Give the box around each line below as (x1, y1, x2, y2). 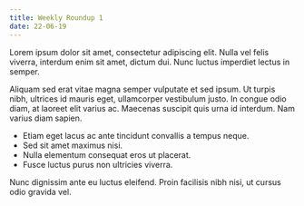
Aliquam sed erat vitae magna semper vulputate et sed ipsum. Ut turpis (9, 83, 276, 94)
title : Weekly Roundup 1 (9, 13, 103, 23)
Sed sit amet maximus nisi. (22, 140, 123, 151)
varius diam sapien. (9, 113, 83, 123)
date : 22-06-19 (9, 22, 67, 31)
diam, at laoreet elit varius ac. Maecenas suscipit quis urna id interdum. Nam (9, 103, 295, 113)
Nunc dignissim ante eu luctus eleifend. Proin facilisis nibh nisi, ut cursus (9, 176, 281, 187)
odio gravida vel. (9, 186, 73, 197)
